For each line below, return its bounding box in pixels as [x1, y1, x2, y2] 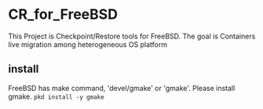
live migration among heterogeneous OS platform [8, 39, 168, 49]
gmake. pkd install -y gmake [8, 92, 104, 101]
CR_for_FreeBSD [8, 5, 118, 24]
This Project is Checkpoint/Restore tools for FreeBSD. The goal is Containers [8, 31, 256, 41]
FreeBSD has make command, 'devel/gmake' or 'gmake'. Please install [8, 83, 236, 93]
